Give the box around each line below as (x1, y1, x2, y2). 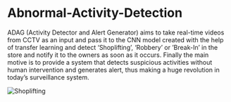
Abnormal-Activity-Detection (7, 5, 183, 21)
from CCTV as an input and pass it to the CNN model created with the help (7, 35, 224, 44)
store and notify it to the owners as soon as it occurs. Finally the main (7, 51, 209, 59)
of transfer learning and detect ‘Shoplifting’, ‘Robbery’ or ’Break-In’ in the (7, 43, 218, 51)
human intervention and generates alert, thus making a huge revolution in (7, 65, 220, 74)
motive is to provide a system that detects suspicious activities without (7, 58, 213, 66)
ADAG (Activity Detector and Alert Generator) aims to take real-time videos (7, 28, 225, 37)
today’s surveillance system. (7, 72, 89, 82)
